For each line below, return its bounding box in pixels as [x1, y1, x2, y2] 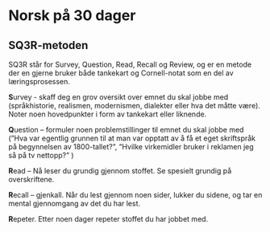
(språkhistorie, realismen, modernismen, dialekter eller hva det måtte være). [8, 101, 260, 110]
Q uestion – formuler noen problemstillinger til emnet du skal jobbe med [8, 125, 244, 134]
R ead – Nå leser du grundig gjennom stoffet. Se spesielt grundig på [8, 166, 232, 175]
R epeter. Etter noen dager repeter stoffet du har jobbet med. [8, 214, 209, 223]
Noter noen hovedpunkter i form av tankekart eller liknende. [8, 109, 207, 119]
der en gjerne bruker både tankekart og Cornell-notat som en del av [8, 68, 234, 78]
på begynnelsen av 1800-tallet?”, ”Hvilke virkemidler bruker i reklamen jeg [8, 142, 254, 151]
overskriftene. [8, 175, 55, 184]
